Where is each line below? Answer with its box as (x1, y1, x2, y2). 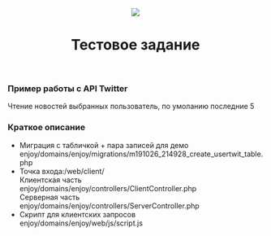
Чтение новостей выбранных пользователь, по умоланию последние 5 (7, 102, 255, 111)
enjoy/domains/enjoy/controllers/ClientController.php (19, 183, 197, 193)
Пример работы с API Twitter (7, 82, 128, 94)
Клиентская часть (19, 175, 82, 185)
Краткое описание (7, 122, 86, 133)
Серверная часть (19, 192, 80, 202)
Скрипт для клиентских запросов (19, 209, 135, 219)
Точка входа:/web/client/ (19, 166, 105, 176)
